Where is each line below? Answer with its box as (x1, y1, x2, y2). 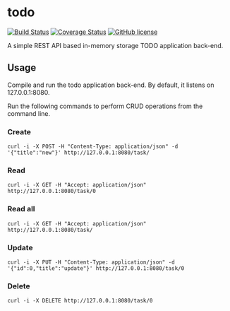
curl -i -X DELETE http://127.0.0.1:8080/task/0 (7, 298, 153, 305)
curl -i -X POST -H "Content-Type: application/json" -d (7, 143, 178, 151)
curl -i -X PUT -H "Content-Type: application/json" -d (7, 259, 175, 266)
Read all (7, 204, 35, 214)
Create (7, 127, 32, 136)
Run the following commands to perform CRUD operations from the (7, 102, 203, 110)
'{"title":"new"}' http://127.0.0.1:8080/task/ (7, 149, 150, 156)
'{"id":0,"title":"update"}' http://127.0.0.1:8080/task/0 (7, 264, 185, 272)
